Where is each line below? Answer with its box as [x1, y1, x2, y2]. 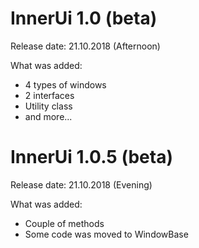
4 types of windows [24, 78, 107, 91]
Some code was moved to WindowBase [24, 228, 189, 240]
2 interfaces [24, 89, 75, 101]
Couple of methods [24, 217, 105, 229]
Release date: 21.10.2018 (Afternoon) [10, 40, 161, 52]
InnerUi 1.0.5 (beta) [10, 146, 173, 169]
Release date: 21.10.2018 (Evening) [10, 178, 153, 191]
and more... [24, 110, 73, 122]
